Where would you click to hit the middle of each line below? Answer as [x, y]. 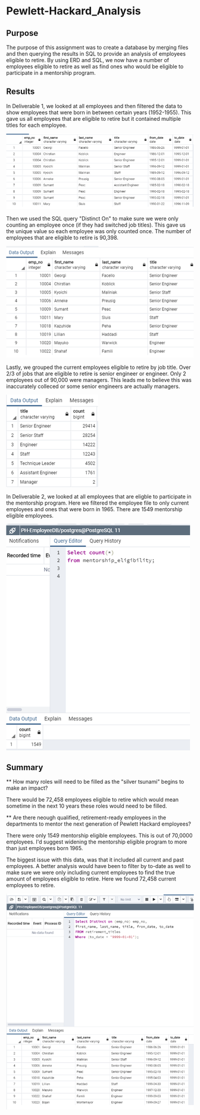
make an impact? [27, 788]
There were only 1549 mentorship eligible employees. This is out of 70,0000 [99, 836]
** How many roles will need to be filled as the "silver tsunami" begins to [95, 782]
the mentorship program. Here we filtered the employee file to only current [98, 503]
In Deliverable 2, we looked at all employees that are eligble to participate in [99, 497]
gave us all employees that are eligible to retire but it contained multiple [94, 118]
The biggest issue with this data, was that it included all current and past [95, 860]
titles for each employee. [37, 125]
